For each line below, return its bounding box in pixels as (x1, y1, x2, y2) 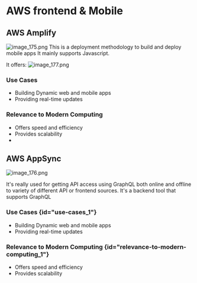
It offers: (6, 61, 27, 68)
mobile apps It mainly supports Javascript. (6, 50, 110, 57)
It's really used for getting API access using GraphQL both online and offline (6, 181, 192, 188)
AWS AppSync (6, 153, 62, 163)
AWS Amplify (6, 28, 57, 38)
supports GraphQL (6, 194, 51, 201)
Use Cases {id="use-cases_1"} (6, 208, 97, 217)
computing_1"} (6, 250, 49, 258)
